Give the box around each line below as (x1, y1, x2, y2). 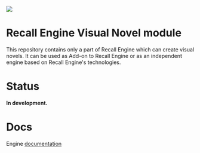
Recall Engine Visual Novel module (6, 26, 182, 40)
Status (6, 79, 40, 93)
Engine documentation (6, 140, 62, 147)
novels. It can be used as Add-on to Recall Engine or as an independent (6, 52, 182, 59)
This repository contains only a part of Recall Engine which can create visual (6, 45, 195, 53)
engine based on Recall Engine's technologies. (6, 59, 121, 66)
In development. (6, 99, 48, 106)
